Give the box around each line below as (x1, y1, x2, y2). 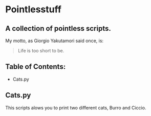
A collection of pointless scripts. (5, 24, 111, 33)
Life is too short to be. (17, 48, 64, 53)
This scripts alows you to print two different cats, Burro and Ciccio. (5, 104, 146, 111)
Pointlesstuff (5, 4, 61, 15)
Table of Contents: (5, 63, 66, 71)
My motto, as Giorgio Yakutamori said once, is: (5, 37, 104, 44)
